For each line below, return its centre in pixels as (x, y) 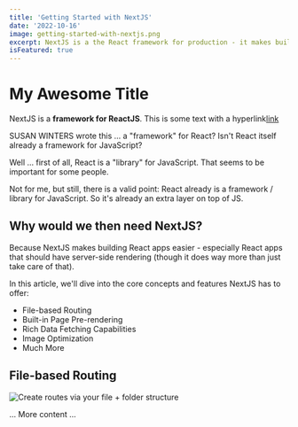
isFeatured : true (41, 50)
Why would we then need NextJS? (106, 226)
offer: (19, 292)
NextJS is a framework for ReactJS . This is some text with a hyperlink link (144, 119)
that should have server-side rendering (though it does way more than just (145, 257)
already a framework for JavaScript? (76, 145)
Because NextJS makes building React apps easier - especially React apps (146, 247)
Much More (43, 347)
